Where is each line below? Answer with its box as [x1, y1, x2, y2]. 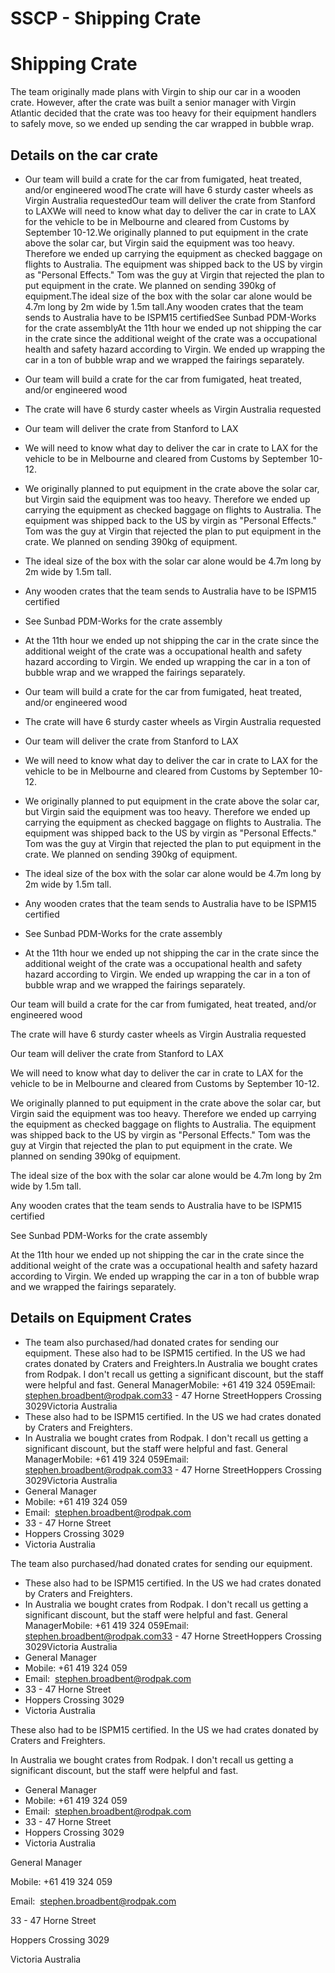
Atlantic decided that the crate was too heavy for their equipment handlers [10, 107, 317, 119]
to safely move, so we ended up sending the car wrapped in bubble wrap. [10, 118, 315, 130]
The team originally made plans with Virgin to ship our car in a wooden [10, 86, 302, 98]
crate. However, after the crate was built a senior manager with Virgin [10, 97, 297, 109]
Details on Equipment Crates [10, 1310, 192, 1327]
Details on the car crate [10, 147, 159, 164]
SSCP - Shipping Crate [10, 7, 202, 30]
